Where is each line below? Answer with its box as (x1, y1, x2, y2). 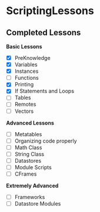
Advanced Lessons (6, 119, 54, 126)
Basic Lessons (6, 43, 42, 50)
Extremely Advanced (6, 182, 59, 189)
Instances (14, 68, 39, 75)
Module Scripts (14, 163, 52, 171)
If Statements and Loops (14, 88, 75, 95)
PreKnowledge (14, 55, 51, 61)
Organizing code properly (14, 137, 78, 144)
